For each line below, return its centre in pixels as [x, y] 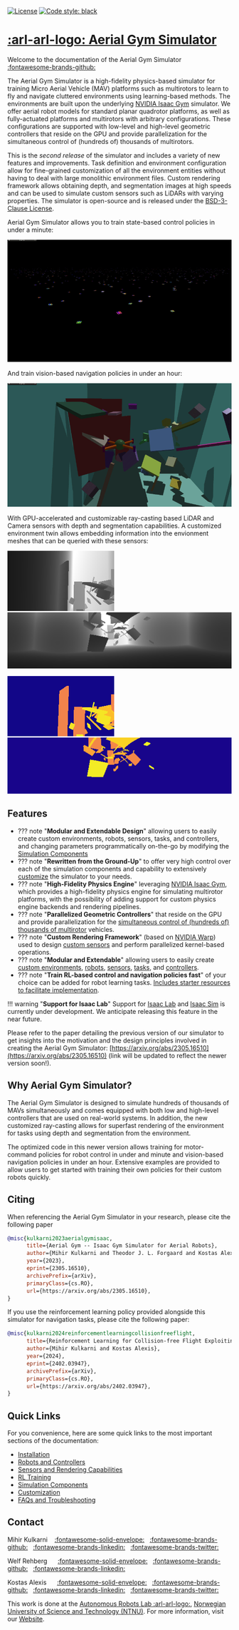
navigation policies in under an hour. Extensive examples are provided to [114, 1162]
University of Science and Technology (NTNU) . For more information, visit [116, 1611]
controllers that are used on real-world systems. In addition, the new [107, 1118]
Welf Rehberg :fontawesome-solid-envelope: [78, 1561]
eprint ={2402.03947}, [58, 1363]
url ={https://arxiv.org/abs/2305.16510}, [89, 1291]
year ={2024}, [46, 1356]
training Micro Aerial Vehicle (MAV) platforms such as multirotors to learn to [118, 88]
